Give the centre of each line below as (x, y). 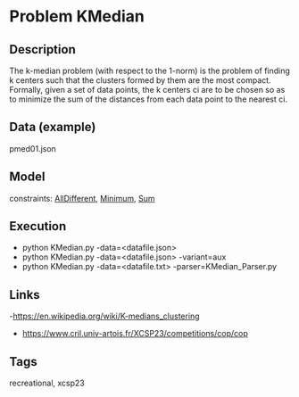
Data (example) (53, 127)
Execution (38, 226)
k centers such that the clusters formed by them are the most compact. (140, 80)
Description (42, 50)
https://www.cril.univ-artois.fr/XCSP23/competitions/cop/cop (135, 334)
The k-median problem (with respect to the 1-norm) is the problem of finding (149, 70)
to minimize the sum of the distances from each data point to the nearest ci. (149, 99)
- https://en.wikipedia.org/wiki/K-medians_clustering (104, 316)
